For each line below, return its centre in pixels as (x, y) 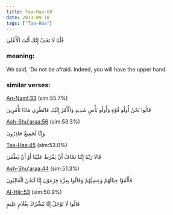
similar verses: (28, 85)
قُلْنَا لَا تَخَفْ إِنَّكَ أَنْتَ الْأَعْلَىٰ (35, 41)
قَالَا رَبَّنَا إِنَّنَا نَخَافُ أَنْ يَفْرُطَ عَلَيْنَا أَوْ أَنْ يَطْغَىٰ (54, 157)
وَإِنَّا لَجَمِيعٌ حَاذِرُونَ (26, 133)
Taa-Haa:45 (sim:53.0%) (37, 145)
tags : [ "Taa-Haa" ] (29, 23)
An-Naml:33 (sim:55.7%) (37, 98)
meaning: (20, 56)
